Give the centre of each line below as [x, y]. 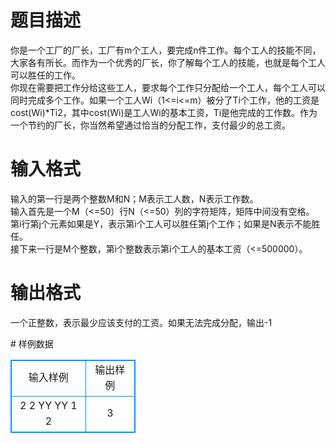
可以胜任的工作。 [45, 75]
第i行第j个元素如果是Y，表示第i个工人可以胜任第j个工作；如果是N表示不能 [161, 223]
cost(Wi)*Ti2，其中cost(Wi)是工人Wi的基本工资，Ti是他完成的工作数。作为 [164, 112]
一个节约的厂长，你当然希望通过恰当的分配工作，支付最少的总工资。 [150, 125]
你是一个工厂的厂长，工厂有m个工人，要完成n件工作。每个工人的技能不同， [166, 50]
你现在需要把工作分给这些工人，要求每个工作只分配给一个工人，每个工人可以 [168, 87]
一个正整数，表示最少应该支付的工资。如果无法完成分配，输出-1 [141, 322]
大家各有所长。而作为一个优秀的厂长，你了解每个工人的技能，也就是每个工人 [168, 62]
